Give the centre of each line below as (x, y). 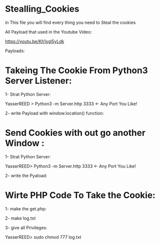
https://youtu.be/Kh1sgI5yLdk (35, 41)
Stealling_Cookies (42, 9)
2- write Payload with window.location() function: (54, 113)
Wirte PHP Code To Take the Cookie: (80, 195)
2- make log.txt (20, 218)
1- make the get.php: (26, 208)
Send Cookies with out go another (75, 133)
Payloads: (15, 51)
